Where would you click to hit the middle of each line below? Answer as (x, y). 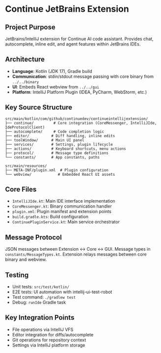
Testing (17, 275)
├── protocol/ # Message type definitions (57, 153)
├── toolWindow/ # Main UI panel (45, 140)
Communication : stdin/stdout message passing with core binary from (83, 76)
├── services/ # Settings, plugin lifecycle (59, 144)
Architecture (25, 59)
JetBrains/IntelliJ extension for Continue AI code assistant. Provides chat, (79, 39)
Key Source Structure (39, 107)
